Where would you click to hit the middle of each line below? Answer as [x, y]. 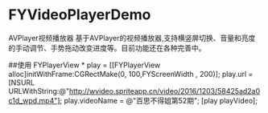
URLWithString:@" [39, 91]
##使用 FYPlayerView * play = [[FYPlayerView [85, 65]
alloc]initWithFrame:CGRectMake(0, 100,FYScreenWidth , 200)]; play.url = [131, 74]
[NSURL [21, 83]
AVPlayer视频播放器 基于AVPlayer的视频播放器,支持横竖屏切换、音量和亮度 [132, 38]
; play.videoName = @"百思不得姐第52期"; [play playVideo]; [159, 100]
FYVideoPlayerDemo [80, 15]
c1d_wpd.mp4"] [34, 100]
